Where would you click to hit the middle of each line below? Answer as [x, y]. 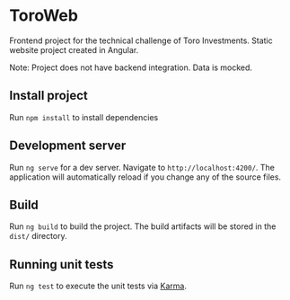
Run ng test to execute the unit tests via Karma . [98, 286]
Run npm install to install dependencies [84, 117]
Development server [68, 146]
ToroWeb [44, 16]
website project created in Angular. [74, 49]
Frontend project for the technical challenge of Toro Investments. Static [141, 40]
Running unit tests [62, 265]
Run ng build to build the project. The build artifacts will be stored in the [143, 226]
